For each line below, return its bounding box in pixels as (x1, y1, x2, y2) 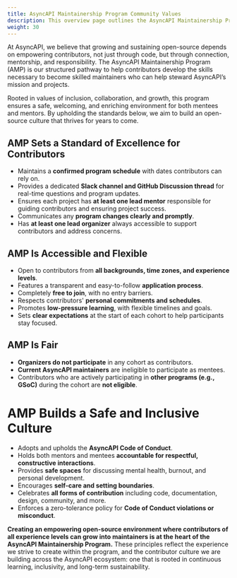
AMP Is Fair (7, 339, 59, 351)
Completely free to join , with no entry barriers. (17, 289, 153, 297)
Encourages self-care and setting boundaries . (17, 481, 155, 490)
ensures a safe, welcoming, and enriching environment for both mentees (7, 102, 219, 110)
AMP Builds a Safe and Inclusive (7, 406, 200, 421)
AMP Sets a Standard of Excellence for (7, 137, 181, 149)
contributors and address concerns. (17, 227, 122, 235)
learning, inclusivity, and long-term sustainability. (7, 562, 150, 571)
